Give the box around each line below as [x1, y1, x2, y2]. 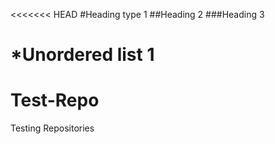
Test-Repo [10, 89, 100, 112]
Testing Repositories [10, 122, 95, 134]
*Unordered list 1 [10, 44, 155, 66]
